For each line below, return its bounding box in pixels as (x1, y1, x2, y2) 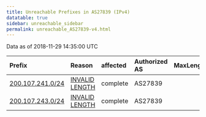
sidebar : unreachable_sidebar (6, 20, 84, 26)
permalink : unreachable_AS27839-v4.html (6, 26, 112, 32)
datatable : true (6, 15, 48, 21)
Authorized (134, 58, 168, 66)
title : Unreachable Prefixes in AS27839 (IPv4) (6, 9, 131, 15)
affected (101, 61, 127, 70)
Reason (70, 61, 93, 70)
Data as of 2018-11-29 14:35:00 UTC (6, 43, 98, 50)
